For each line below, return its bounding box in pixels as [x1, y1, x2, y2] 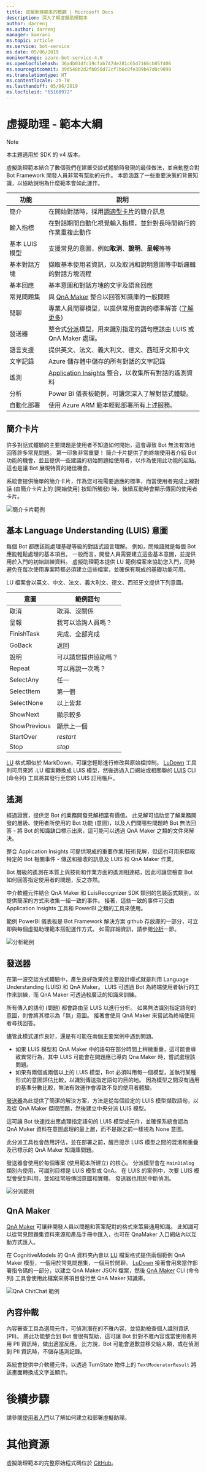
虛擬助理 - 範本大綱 [6, 117, 103, 132]
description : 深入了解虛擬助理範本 [6, 15, 88, 21]
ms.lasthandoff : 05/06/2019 [6, 84, 78, 90]
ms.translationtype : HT [6, 72, 67, 78]
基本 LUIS [9, 239, 37, 248]
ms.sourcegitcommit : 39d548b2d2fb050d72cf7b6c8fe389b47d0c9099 [6, 66, 172, 73]
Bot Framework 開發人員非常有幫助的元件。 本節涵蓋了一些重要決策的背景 [6, 171, 193, 179]
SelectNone [9, 699, 44, 707]
